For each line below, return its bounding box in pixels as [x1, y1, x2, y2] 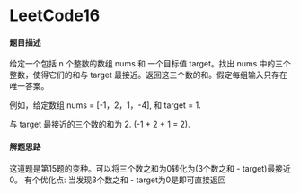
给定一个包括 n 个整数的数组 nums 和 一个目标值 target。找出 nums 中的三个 [9, 58, 292, 69]
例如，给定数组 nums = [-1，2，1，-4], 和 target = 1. [9, 100, 201, 110]
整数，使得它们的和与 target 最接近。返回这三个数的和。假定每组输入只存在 [9, 69, 287, 81]
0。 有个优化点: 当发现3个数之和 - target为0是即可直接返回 [9, 174, 226, 185]
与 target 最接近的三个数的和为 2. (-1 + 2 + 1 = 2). [9, 119, 190, 130]
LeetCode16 [9, 5, 101, 26]
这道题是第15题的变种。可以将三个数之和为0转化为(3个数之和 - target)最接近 [9, 163, 291, 173]
